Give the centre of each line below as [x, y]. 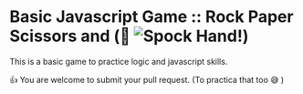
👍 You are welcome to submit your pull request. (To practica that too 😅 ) [147, 79]
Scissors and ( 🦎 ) [129, 36]
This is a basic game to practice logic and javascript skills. [119, 61]
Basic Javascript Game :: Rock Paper [151, 17]
